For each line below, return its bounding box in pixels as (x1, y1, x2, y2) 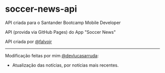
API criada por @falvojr (5, 38, 52, 45)
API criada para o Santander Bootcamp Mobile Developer (5, 20, 121, 25)
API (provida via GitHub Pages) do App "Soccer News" (5, 29, 116, 35)
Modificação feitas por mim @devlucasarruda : (5, 52, 99, 58)
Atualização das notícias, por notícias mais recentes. (12, 62, 119, 68)
